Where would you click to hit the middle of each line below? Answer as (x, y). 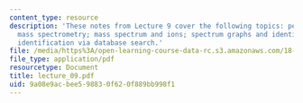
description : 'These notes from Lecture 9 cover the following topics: (147, 26)
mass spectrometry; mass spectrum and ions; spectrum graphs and (143, 34)
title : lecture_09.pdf (52, 76)
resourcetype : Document (54, 68)
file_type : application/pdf (62, 59)
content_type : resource (54, 17)
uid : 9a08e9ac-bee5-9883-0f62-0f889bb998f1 (92, 84)
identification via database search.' (91, 43)
